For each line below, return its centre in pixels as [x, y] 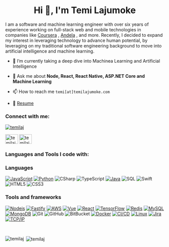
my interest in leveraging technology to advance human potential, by [76, 40]
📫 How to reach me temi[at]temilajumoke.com [61, 91]
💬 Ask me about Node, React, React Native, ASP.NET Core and [79, 76]
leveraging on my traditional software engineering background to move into [83, 45]
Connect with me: [27, 116]
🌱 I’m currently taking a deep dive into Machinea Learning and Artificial [86, 61]
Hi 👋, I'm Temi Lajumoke [85, 10]
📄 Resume [23, 103]
